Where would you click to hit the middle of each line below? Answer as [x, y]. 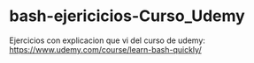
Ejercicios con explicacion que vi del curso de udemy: [108, 40]
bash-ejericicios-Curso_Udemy [127, 16]
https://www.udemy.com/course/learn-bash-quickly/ [105, 49]
